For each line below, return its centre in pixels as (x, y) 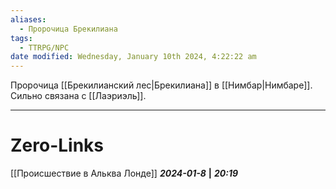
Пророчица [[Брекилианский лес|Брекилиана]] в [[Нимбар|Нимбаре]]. (161, 85)
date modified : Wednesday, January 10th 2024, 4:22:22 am (133, 57)
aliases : (28, 19)
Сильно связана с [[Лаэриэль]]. (78, 96)
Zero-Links (57, 145)
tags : (21, 38)
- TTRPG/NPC (44, 47)
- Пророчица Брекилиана (68, 29)
